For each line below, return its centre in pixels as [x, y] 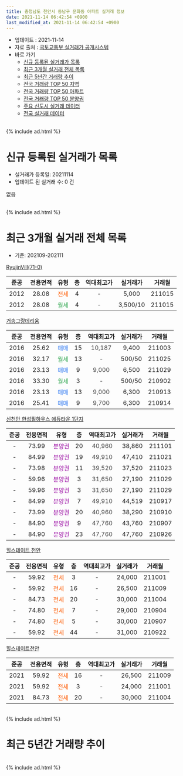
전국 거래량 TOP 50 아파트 [53, 91]
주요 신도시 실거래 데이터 [52, 106]
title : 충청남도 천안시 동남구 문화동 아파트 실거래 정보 [65, 11]
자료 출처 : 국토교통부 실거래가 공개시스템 [62, 47]
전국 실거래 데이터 [44, 114]
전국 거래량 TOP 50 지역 [51, 84]
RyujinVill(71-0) [24, 267]
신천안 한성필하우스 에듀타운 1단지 [45, 419]
